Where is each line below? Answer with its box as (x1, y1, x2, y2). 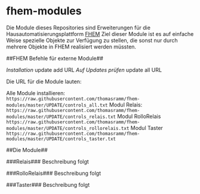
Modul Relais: (109, 101, 143, 108)
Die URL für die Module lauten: (6, 78, 82, 85)
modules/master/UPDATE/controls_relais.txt (6, 114, 116, 120)
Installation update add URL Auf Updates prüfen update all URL (6, 66, 162, 73)
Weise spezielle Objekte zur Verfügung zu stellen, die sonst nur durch (6, 37, 178, 44)
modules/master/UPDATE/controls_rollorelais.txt (6, 125, 130, 131)
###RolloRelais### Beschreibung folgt (6, 169, 101, 177)
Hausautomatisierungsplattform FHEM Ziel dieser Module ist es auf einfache (6, 30, 194, 37)
